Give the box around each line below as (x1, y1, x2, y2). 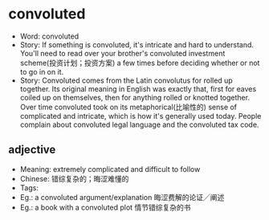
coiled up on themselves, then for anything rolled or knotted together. (19, 92, 251, 102)
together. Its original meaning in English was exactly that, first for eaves (19, 84, 257, 93)
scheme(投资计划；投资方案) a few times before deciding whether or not (19, 58, 260, 67)
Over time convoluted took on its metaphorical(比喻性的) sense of (19, 102, 238, 112)
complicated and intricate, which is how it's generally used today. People (19, 111, 262, 120)
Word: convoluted (19, 31, 79, 41)
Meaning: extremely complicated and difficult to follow (19, 164, 201, 173)
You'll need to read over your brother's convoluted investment (19, 48, 226, 58)
